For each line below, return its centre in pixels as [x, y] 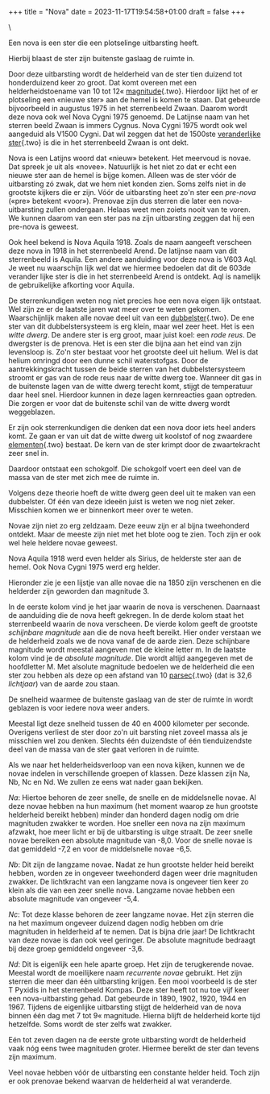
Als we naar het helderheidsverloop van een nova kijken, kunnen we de [127, 765]
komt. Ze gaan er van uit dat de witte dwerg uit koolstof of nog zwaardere [131, 436]
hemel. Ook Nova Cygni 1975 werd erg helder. [84, 567]
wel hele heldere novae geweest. [63, 543]
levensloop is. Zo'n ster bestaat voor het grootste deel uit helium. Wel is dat [133, 352]
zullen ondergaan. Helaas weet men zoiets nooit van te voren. [148, 209]
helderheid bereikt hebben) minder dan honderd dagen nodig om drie [124, 814]
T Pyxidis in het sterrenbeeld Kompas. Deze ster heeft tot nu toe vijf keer [129, 990]
